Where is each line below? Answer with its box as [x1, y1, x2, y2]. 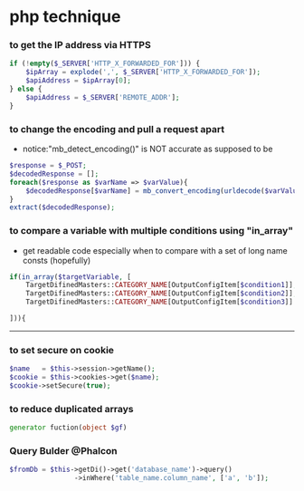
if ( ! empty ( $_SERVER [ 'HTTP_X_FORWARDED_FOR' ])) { [9, 59, 201, 69]
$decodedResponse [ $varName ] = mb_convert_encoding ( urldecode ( [25, 186, 265, 196]
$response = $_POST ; [9, 161, 88, 170]
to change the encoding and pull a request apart [9, 122, 224, 135]
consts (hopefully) [22, 255, 91, 265]
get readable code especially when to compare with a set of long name [22, 245, 288, 255]
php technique [9, 6, 121, 27]
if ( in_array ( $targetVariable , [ [9, 272, 131, 282]
